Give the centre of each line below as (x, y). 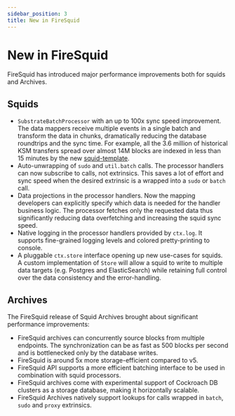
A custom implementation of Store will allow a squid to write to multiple (120, 263)
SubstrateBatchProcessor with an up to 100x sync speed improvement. (119, 121)
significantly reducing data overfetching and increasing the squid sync (119, 218)
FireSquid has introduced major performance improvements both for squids (116, 74)
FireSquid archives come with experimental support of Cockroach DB (117, 383)
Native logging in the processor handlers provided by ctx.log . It (110, 233)
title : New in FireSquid (43, 20)
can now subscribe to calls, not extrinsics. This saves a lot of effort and (121, 174)
